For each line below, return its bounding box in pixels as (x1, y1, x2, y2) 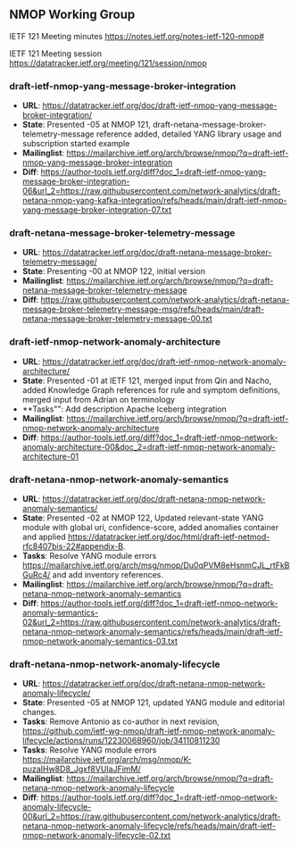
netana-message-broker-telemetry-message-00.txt (21, 313, 212, 324)
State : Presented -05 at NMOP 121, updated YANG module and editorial (21, 697, 286, 708)
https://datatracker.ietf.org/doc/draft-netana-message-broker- (42, 247, 272, 258)
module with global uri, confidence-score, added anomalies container (21, 522, 279, 532)
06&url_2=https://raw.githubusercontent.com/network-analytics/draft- (21, 186, 281, 196)
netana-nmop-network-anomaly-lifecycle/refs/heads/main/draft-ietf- (21, 820, 277, 831)
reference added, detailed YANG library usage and (96, 129, 282, 139)
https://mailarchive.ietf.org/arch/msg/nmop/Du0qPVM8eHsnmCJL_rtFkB (21, 560, 290, 570)
